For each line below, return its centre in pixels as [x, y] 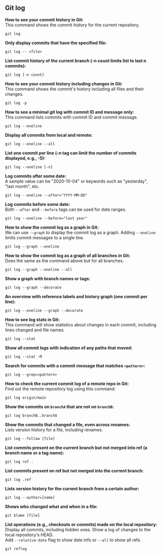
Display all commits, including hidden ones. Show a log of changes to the [78, 529]
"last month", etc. [22, 186]
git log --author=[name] [30, 497]
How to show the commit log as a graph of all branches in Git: [68, 255]
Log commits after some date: [36, 176]
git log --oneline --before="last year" [46, 218]
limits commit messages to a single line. [45, 237]
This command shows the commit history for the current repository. [72, 25]
